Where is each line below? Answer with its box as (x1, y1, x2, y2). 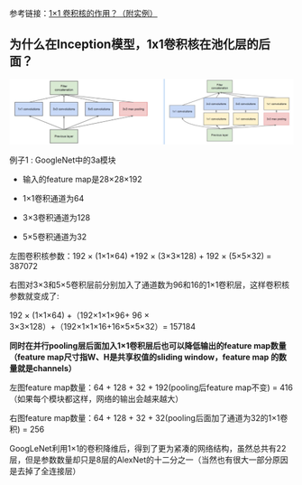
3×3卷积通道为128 (22, 212, 91, 223)
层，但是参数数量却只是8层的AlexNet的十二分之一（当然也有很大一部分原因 (9, 454, 288, 465)
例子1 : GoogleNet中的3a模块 (9, 154, 116, 165)
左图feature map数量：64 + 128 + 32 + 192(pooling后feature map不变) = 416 (9, 382, 293, 393)
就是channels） (16, 363, 77, 374)
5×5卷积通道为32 (22, 231, 87, 242)
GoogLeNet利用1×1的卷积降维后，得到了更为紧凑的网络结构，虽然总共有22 (9, 443, 287, 454)
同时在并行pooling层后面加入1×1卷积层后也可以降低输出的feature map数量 (9, 340, 287, 351)
